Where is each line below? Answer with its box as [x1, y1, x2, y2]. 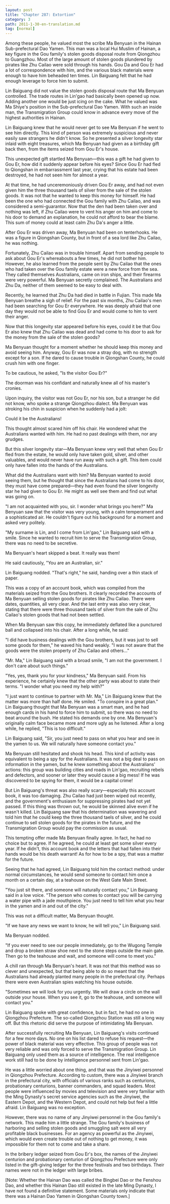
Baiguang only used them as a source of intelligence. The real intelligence [5, 1051, 159, 1057]
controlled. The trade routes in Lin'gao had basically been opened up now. [5, 93, 160, 99]
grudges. [5, 436, 24, 443]
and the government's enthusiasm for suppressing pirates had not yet [5, 798, 151, 804]
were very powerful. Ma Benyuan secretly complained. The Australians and [5, 277, 162, 283]
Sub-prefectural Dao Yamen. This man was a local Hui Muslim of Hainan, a [5, 46, 161, 52]
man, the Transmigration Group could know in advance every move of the [5, 110, 159, 116]
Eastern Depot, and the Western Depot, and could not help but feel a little [5, 1099, 158, 1105]
